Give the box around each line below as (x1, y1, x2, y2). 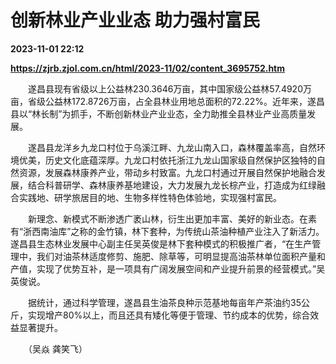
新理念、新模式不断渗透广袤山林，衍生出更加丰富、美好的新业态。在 (27, 212, 308, 225)
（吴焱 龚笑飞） (27, 342, 88, 355)
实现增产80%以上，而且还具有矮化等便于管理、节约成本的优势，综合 (27, 309, 311, 321)
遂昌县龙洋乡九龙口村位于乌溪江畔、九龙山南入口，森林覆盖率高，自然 (27, 141, 317, 153)
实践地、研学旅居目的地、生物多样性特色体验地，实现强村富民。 (18, 191, 282, 203)
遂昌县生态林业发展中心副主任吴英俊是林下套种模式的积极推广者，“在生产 (10, 237, 313, 250)
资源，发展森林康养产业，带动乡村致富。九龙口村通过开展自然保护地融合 (18, 166, 317, 178)
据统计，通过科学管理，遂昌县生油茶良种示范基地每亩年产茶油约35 (27, 296, 302, 308)
